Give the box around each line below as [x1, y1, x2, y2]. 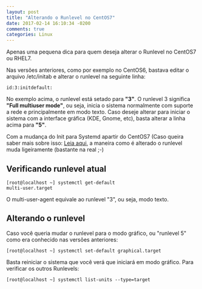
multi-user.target [6, 185, 53, 191]
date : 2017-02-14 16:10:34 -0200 [6, 20, 91, 26]
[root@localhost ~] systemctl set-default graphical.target [6, 248, 162, 254]
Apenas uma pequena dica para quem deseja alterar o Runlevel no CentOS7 [6, 48, 197, 55]
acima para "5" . [6, 121, 47, 128]
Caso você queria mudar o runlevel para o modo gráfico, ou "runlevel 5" [6, 229, 187, 237]
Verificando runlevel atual [6, 164, 107, 174]
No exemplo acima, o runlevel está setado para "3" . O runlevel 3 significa [6, 96, 190, 103]
